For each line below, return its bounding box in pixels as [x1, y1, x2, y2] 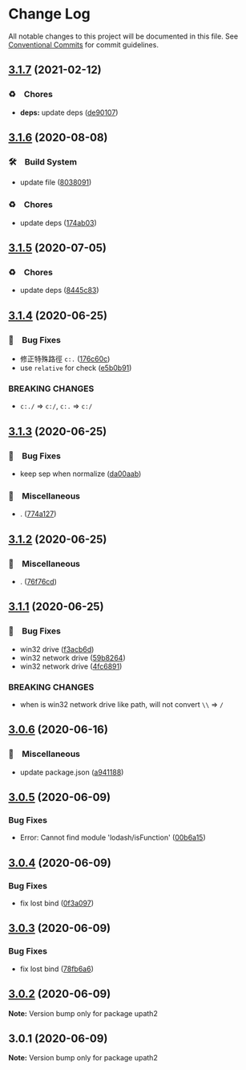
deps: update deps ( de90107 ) [19, 108, 119, 117]
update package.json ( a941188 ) [19, 767, 124, 777]
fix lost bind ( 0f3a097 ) [19, 898, 95, 908]
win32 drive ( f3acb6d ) [19, 644, 95, 654]
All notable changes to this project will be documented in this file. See [8, 31, 239, 41]
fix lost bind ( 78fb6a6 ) [19, 964, 94, 974]
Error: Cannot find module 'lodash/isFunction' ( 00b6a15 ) [19, 832, 206, 843]
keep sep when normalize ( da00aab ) [19, 469, 142, 478]
